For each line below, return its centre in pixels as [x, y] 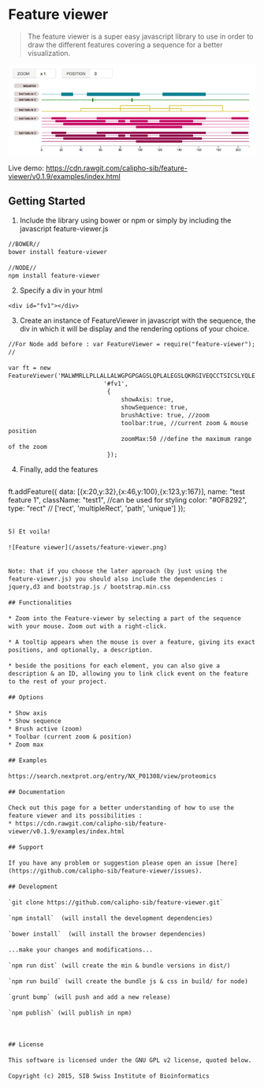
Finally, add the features [59, 469]
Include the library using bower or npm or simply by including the [125, 220]
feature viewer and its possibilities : [76, 815]
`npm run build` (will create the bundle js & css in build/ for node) [128, 981]
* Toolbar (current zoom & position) [70, 737]
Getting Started [47, 202]
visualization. [49, 53]
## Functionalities [40, 602]
